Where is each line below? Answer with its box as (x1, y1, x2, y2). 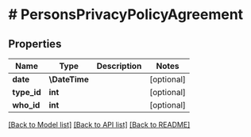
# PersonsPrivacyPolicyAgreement (8, 6, 244, 24)
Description (96, 61, 142, 71)
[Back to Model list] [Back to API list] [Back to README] (8, 120, 191, 129)
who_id (12, 100, 41, 110)
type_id (12, 87, 41, 97)
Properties (8, 37, 62, 51)
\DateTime (48, 74, 89, 85)
